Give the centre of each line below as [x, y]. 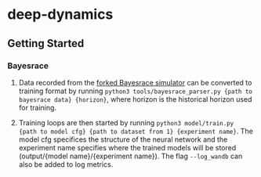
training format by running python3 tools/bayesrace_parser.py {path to [135, 91]
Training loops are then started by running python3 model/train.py [126, 122]
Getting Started [46, 43]
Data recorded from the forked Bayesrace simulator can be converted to [135, 82]
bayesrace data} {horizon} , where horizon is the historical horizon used [135, 99]
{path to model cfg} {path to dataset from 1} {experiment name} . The [136, 131]
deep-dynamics [60, 14]
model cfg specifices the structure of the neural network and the [123, 139]
